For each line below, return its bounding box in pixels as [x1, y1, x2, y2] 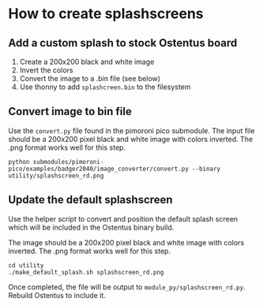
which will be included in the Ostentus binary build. [8, 222, 175, 232]
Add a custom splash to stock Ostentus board [8, 36, 238, 50]
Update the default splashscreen [8, 193, 173, 207]
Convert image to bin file [8, 105, 133, 118]
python [8, 158, 30, 166]
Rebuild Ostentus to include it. [8, 290, 107, 300]
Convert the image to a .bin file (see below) [19, 74, 160, 83]
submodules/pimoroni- [32, 158, 104, 166]
